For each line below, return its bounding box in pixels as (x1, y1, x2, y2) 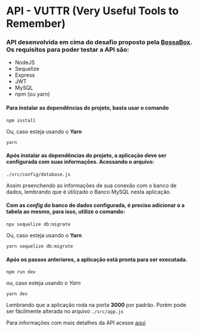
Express (14, 71, 35, 79)
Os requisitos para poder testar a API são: (6, 46, 129, 54)
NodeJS (14, 59, 35, 66)
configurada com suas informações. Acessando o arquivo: (6, 158, 154, 165)
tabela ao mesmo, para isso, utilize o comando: (6, 208, 125, 215)
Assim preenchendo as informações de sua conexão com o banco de (6, 181, 177, 189)
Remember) (6, 17, 66, 30)
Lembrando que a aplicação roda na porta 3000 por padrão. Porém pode (6, 302, 187, 309)
